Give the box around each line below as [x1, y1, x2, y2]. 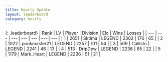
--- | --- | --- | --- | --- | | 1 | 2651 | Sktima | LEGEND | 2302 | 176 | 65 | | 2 [11, 35, 163, 41]
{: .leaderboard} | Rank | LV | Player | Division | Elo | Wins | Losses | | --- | [5, 30, 157, 36]
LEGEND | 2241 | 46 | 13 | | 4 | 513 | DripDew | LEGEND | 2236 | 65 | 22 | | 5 [5, 46, 161, 52]
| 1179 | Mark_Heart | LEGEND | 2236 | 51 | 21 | [5, 51, 101, 57]
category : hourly [5, 16, 42, 21]
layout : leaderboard [5, 12, 49, 17]
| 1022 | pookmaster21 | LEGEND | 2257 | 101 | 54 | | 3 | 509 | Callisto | [5, 41, 150, 47]
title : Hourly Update [5, 7, 51, 12]
